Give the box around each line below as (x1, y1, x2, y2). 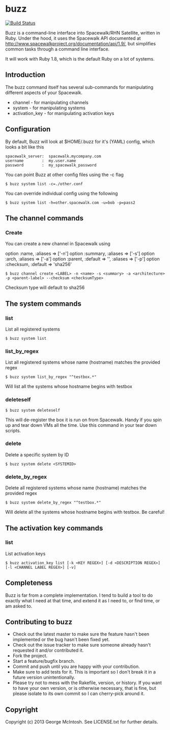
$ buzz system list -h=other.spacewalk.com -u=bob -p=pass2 (5, 200, 136, 205)
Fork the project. (12, 653, 48, 659)
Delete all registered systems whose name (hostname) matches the (5, 485, 147, 491)
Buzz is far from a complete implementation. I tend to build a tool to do (5, 592, 153, 598)
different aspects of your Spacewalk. (5, 90, 83, 96)
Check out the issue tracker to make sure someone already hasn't (12, 642, 151, 648)
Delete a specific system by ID (5, 451, 69, 458)
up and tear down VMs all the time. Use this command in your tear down (5, 422, 157, 428)
